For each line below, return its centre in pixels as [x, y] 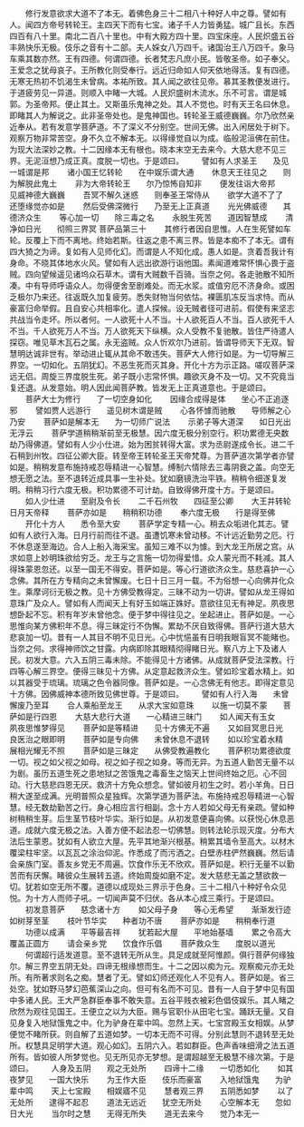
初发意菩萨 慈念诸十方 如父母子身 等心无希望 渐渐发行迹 [158, 909]
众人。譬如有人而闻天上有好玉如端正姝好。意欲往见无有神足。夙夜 [163, 603]
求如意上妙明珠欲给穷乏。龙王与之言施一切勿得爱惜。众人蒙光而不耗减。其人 [152, 558]
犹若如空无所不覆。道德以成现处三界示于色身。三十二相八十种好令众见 [156, 887]
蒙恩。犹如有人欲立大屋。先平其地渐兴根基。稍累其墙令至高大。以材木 [164, 841]
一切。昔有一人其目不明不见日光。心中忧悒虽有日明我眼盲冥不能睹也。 [164, 637]
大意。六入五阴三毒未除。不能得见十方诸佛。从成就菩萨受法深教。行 [167, 660]
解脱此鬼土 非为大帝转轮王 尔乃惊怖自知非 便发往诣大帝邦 [146, 183]
